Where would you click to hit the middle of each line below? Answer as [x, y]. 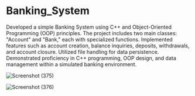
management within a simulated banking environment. [71, 64]
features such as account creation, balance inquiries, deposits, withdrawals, [98, 46]
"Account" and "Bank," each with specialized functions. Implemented [89, 39]
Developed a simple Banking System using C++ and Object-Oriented [89, 27]
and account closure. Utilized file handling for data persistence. [83, 52]
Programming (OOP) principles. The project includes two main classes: [92, 33]
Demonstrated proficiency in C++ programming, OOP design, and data [91, 58]
